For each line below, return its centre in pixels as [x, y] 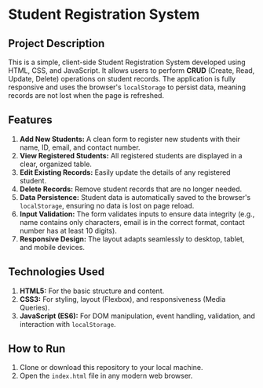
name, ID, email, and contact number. [80, 147]
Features [30, 120]
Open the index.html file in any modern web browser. [106, 376]
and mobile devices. [52, 247]
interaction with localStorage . [68, 324]
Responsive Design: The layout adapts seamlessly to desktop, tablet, [132, 239]
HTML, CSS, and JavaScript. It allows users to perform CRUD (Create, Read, [131, 71]
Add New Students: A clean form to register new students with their [130, 139]
